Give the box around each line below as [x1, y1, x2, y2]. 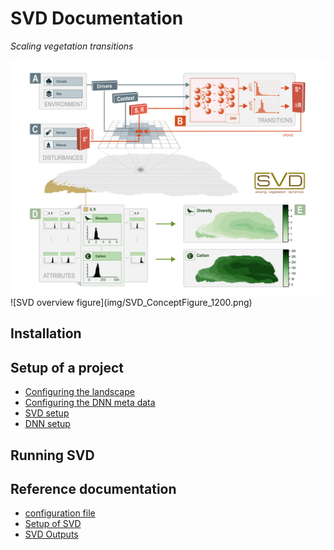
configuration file [24, 507, 96, 519]
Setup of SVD [24, 518, 82, 530]
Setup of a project [10, 359, 125, 376]
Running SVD [10, 447, 95, 464]
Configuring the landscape [24, 386, 135, 398]
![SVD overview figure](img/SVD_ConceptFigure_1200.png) [10, 296, 253, 308]
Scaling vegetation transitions [10, 40, 134, 52]
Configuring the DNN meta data [24, 397, 156, 409]
